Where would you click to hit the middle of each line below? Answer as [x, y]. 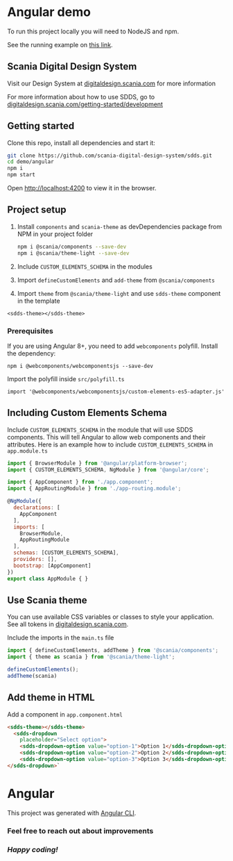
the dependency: [32, 353]
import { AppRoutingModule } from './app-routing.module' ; [94, 489]
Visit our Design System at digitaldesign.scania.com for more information [112, 83]
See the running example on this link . [60, 44]
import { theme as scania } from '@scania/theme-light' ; [91, 657]
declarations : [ [37, 508]
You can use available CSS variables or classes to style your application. [111, 617]
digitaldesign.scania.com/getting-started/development [85, 104]
